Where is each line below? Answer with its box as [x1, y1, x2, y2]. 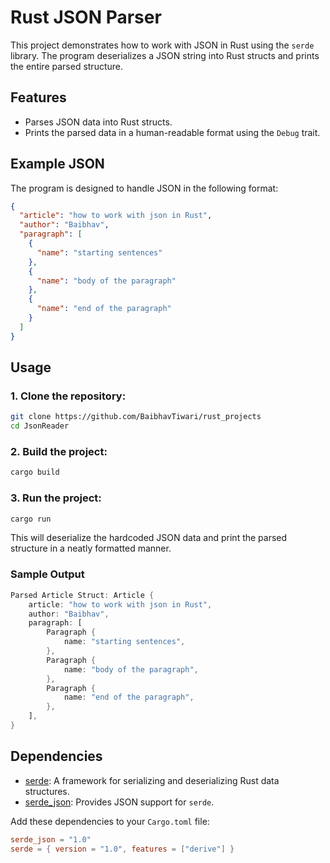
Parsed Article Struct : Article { [10, 590, 155, 600]
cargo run [10, 514, 52, 524]
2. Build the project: [10, 445, 108, 459]
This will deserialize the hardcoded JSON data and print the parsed [10, 532, 288, 544]
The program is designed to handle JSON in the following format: [10, 182, 279, 194]
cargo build [10, 467, 60, 478]
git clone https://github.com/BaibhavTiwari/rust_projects [10, 412, 262, 422]
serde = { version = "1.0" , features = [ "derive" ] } [10, 844, 235, 854]
